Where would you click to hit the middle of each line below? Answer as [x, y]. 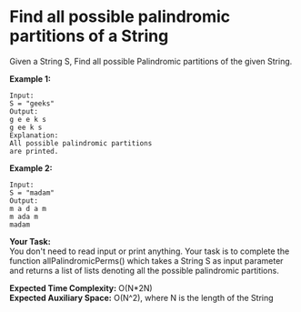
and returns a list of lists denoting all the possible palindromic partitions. [144, 270]
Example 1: [30, 78]
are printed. [34, 151]
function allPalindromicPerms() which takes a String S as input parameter [146, 260]
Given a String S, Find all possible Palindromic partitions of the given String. [151, 61]
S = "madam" [32, 193]
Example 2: [31, 168]
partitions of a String [89, 36]
